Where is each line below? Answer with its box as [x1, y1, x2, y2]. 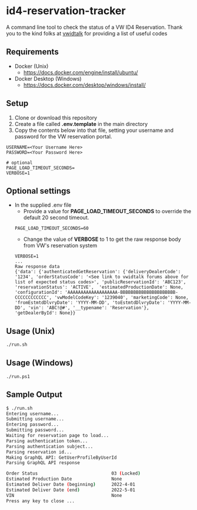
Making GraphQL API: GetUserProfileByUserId [6, 455, 117, 461]
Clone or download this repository [14, 114, 98, 121]
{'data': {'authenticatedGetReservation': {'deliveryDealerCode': [14, 269, 181, 275]
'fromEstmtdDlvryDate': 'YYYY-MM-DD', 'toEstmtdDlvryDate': [14, 300, 165, 306]
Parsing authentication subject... [6, 443, 94, 449]
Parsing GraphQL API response [6, 460, 81, 466]
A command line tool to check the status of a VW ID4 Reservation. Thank [6, 24, 183, 31]
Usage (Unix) [6, 326, 55, 336]
